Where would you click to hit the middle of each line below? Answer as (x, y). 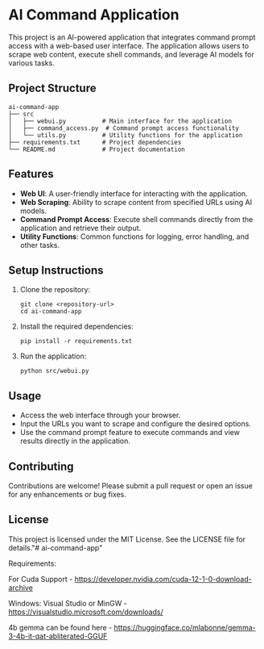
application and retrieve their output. (80, 228)
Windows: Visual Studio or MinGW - (68, 603)
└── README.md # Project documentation (97, 149)
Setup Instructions (56, 270)
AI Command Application (94, 15)
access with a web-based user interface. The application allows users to (129, 45)
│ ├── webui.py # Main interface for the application (120, 121)
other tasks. (40, 245)
